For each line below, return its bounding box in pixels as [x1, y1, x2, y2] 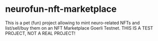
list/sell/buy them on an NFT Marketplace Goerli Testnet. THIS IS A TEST [5, 25, 154, 31]
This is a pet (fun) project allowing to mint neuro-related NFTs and [5, 20, 140, 26]
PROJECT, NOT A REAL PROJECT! [5, 30, 76, 36]
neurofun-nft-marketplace [5, 3, 117, 15]
